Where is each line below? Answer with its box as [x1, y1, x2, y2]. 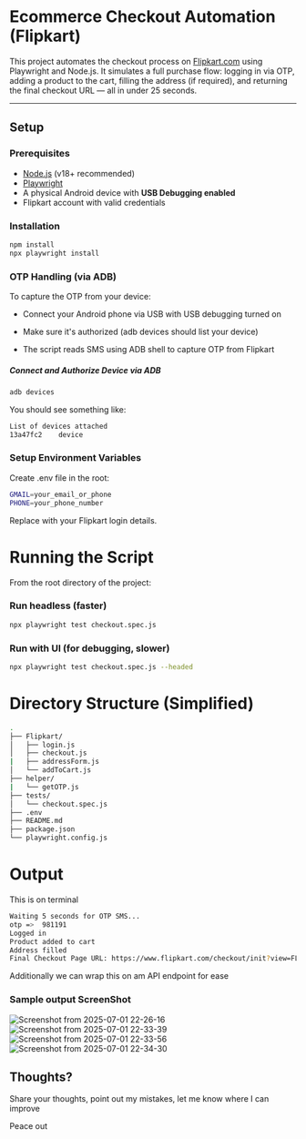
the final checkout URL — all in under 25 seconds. [9, 85, 198, 96]
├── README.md [9, 817, 64, 826]
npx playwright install [9, 249, 100, 258]
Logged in [9, 929, 47, 938]
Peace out [9, 1121, 48, 1132]
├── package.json [9, 825, 76, 834]
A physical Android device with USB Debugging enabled [22, 187, 236, 198]
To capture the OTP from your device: [9, 290, 152, 301]
